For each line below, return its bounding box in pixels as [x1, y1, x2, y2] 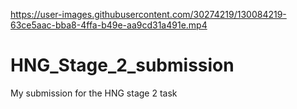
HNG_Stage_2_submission [10, 54, 235, 77]
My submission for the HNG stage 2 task [10, 87, 178, 99]
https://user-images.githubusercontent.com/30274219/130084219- [10, 9, 287, 20]
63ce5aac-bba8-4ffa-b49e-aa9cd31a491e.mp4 [10, 19, 208, 31]
